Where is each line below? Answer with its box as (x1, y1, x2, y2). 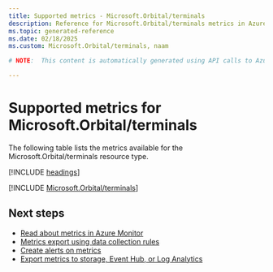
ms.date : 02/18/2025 (8, 34, 79, 43)
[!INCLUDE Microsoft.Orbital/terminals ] (8, 183, 139, 192)
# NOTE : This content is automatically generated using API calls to (8, 57, 253, 65)
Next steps (8, 206, 65, 220)
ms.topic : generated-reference (8, 27, 115, 35)
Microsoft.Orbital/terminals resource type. (8, 151, 149, 161)
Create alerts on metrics (19, 245, 102, 255)
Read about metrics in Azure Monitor (19, 228, 144, 238)
